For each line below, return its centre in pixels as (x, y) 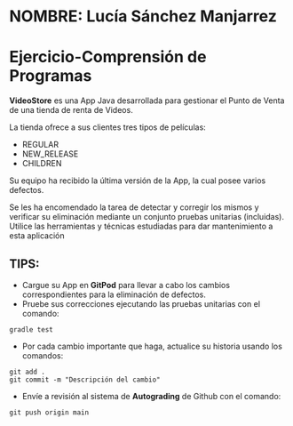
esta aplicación (37, 236)
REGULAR (40, 145)
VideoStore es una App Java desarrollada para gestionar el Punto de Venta (147, 100)
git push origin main (49, 412)
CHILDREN (42, 164)
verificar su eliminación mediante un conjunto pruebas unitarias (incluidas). (146, 217)
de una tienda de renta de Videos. (71, 110)
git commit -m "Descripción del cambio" (85, 380)
